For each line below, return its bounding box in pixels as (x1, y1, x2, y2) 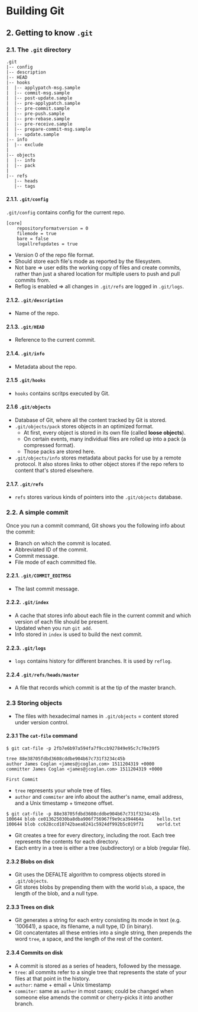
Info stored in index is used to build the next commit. (14, 631, 143, 638)
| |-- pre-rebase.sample (6, 115, 70, 122)
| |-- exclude (6, 142, 44, 147)
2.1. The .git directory (6, 46, 72, 54)
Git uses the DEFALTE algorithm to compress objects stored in (14, 871, 166, 878)
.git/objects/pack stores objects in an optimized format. (14, 423, 154, 430)
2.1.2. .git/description (6, 296, 63, 303)
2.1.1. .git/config (6, 195, 49, 203)
